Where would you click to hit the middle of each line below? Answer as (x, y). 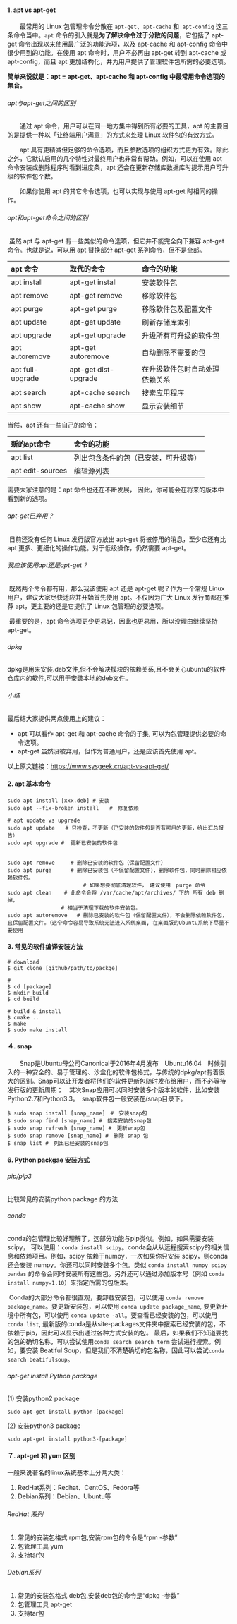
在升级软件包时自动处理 (181, 369)
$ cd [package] (30, 987)
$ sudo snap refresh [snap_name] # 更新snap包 (77, 1129)
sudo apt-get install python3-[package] (68, 1439)
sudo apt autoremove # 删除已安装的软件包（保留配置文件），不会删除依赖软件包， (117, 915)
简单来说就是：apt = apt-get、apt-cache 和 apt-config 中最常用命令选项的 (116, 77)
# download (23, 962)
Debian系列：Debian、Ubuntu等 (64, 1496)
